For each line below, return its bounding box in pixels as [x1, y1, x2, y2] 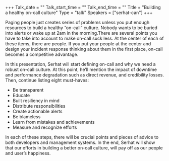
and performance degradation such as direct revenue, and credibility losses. [5, 72, 164, 77]
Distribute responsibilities [12, 103, 66, 109]
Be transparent [12, 87, 44, 93]
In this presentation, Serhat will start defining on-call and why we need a [5, 61, 156, 67]
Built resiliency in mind [12, 98, 60, 104]
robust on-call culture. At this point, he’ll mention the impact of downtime [5, 66, 157, 72]
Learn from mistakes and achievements [12, 119, 95, 125]
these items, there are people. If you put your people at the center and [5, 41, 151, 47]
